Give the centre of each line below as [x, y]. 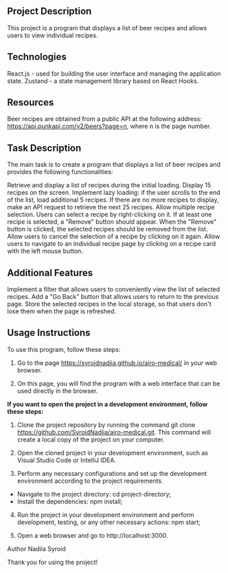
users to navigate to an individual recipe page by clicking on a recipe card [112, 244]
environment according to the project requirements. [90, 481]
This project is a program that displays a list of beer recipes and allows [107, 28]
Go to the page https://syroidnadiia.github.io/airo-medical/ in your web [117, 363]
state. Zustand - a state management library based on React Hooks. [103, 81]
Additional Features [50, 272]
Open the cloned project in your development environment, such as [112, 452]
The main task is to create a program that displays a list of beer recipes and [114, 165]
